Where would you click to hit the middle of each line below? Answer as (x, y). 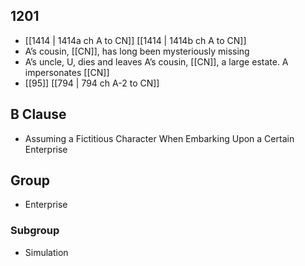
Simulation (46, 252)
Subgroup (35, 231)
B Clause (38, 114)
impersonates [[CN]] (67, 72)
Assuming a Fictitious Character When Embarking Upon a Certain (159, 138)
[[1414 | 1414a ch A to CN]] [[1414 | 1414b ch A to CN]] (135, 40)
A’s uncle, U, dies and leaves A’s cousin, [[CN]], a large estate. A (156, 61)
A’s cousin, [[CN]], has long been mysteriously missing (137, 51)
